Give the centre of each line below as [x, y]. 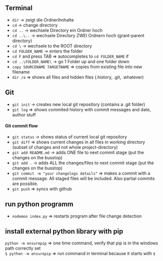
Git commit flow [21, 126]
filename [21, 72]
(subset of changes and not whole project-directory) [65, 147]
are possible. [25, 184]
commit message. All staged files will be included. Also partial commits [83, 178]
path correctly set [23, 248]
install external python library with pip [64, 231]
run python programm [39, 204]
